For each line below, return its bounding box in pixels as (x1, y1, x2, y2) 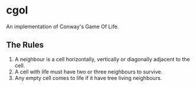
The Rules (6, 40, 44, 50)
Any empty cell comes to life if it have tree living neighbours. (14, 74, 162, 81)
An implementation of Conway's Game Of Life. (6, 23, 119, 30)
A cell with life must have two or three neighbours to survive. (14, 68, 163, 75)
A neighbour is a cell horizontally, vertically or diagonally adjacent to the (14, 55, 190, 62)
